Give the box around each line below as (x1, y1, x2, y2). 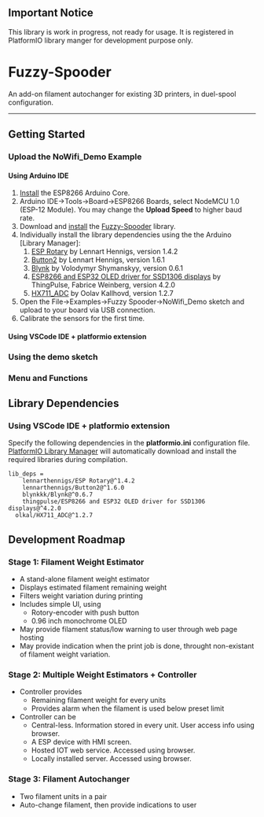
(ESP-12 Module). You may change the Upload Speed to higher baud (19, 205, 242, 215)
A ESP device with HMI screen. (31, 738, 132, 747)
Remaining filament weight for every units (31, 696, 167, 705)
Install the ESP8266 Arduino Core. (19, 188, 130, 198)
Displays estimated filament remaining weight (19, 582, 167, 593)
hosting (19, 633, 45, 642)
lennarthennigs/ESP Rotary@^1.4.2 (22, 477, 135, 485)
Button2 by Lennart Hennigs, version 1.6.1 (31, 255, 165, 264)
